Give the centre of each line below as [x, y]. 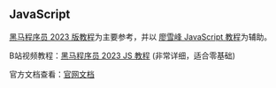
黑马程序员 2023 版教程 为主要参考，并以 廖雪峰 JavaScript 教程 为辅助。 [141, 37]
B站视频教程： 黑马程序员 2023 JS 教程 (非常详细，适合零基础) [123, 55]
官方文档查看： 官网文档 [52, 74]
